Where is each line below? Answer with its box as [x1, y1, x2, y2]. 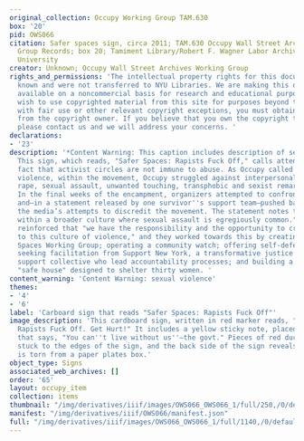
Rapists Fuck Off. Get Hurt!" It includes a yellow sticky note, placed [17, 325, 298, 334]
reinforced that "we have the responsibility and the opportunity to [17, 224, 285, 233]
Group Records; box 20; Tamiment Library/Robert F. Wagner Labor [17, 47, 270, 56]
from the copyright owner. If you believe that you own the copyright [17, 114, 290, 123]
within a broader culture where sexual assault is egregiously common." [17, 215, 298, 225]
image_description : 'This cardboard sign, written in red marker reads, [9, 316, 290, 326]
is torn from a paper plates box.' [17, 350, 152, 359]
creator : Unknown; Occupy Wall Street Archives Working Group [9, 64, 249, 73]
